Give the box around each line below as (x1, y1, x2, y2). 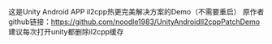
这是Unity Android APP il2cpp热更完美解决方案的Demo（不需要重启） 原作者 (8, 7, 265, 16)
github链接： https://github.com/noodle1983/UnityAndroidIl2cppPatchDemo (8, 17, 261, 26)
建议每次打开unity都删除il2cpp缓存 (8, 27, 124, 36)
